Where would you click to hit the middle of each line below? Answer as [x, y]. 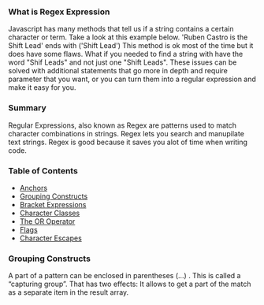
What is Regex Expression [59, 12]
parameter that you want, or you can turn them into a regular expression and [132, 79]
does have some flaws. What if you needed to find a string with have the [126, 54]
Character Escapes [51, 238]
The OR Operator [47, 221]
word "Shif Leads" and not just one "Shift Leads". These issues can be [123, 62]
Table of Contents [43, 170]
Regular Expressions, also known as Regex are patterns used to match [123, 125]
